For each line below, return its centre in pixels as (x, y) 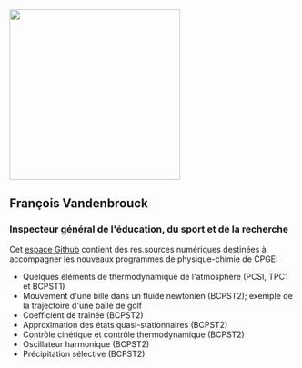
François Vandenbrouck (79, 204)
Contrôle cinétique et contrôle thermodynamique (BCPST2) (134, 334)
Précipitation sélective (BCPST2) (84, 353)
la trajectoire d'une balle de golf (82, 305)
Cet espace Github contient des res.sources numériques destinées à (138, 249)
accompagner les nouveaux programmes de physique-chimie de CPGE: (144, 259)
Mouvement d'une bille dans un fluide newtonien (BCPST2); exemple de (157, 295)
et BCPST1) (44, 286)
